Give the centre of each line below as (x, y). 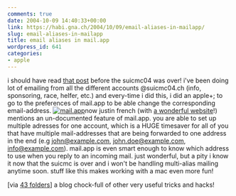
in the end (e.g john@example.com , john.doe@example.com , (97, 141)
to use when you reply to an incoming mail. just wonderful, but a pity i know (118, 156)
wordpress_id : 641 (34, 47)
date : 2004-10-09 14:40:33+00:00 (57, 21)
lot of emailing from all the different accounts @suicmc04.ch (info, (104, 88)
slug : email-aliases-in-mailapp (55, 34)
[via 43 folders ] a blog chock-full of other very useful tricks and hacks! (111, 185)
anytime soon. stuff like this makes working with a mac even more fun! (111, 170)
